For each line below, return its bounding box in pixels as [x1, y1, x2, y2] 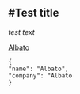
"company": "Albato [8, 71, 73, 80]
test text [8, 27, 36, 36]
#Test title [8, 6, 59, 20]
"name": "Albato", [8, 65, 69, 73]
